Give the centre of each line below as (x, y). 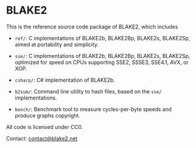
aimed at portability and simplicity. (57, 44)
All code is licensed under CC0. (44, 127)
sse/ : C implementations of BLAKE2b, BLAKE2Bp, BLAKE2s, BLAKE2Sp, (102, 56)
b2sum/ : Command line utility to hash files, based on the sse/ (88, 91)
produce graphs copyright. (47, 115)
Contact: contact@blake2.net (42, 138)
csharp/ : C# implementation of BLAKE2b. (65, 80)
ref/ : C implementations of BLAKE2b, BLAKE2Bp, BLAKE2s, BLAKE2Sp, (102, 38)
